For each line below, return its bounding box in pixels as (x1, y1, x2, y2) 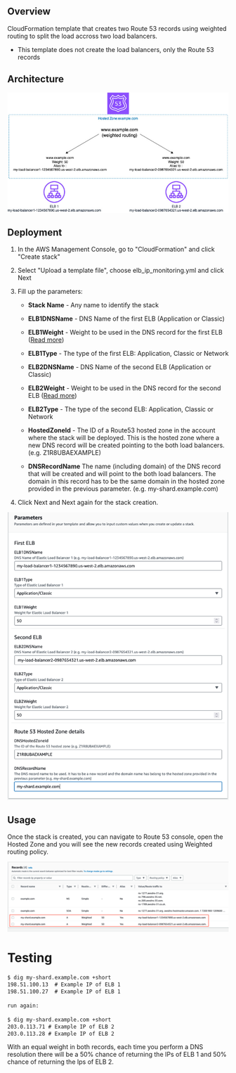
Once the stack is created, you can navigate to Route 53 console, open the (7, 833, 223, 841)
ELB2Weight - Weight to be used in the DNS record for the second (27, 384, 221, 392)
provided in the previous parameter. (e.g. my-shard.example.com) (27, 484, 219, 493)
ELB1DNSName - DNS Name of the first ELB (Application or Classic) (27, 314, 225, 323)
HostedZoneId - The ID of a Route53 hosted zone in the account (27, 426, 216, 435)
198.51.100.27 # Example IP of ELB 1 (7, 988, 121, 995)
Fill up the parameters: (17, 288, 83, 296)
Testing (7, 949, 53, 965)
